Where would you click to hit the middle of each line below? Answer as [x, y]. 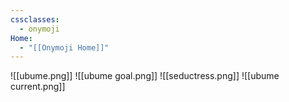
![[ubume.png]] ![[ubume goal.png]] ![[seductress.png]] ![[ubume [145, 76]
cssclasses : [35, 19]
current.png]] [38, 87]
